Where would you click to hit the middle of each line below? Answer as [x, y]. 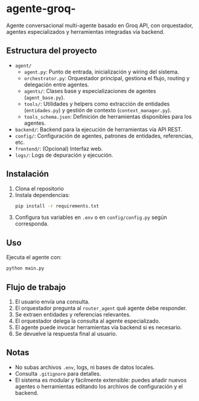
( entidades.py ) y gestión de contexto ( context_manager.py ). [98, 110]
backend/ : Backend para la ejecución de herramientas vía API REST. [99, 129]
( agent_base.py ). [44, 97]
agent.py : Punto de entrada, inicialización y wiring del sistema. [102, 72]
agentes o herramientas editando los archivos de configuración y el [99, 386]
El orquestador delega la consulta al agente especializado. [87, 321]
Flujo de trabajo [36, 287]
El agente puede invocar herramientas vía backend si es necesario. [98, 327]
